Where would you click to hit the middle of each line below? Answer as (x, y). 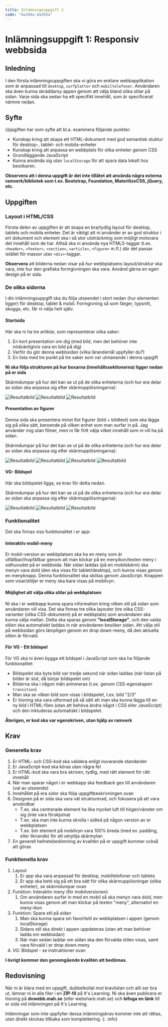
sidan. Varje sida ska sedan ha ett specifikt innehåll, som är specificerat (79, 96)
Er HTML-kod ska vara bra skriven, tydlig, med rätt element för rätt (81, 772)
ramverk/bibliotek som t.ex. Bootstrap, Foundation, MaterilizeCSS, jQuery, (84, 181)
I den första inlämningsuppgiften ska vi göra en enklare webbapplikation (80, 80)
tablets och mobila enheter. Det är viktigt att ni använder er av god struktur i (83, 233)
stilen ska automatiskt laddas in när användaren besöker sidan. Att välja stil (83, 625)
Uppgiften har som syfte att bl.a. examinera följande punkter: (68, 130)
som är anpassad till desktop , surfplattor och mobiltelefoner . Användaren (82, 86)
